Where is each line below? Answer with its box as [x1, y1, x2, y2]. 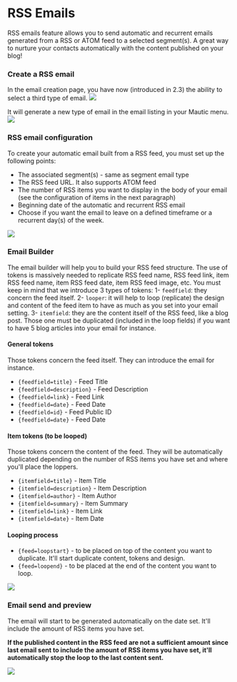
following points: [7, 156, 56, 165]
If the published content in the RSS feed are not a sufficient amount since [7, 638, 228, 646]
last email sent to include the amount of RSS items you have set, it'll [7, 646, 212, 654]
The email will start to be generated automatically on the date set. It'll [7, 616, 211, 625]
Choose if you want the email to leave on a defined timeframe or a [17, 208, 213, 217]
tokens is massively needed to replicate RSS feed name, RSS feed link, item [7, 270, 230, 279]
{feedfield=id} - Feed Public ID [17, 408, 112, 417]
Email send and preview [7, 601, 91, 611]
